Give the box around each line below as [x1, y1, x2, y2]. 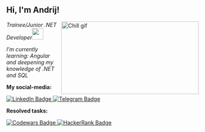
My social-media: [6, 83, 52, 90]
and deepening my [6, 58, 54, 66]
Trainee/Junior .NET [6, 21, 57, 28]
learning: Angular [6, 52, 51, 59]
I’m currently [6, 45, 38, 53]
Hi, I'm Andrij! [6, 5, 60, 15]
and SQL [6, 71, 29, 79]
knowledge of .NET [6, 65, 55, 72]
